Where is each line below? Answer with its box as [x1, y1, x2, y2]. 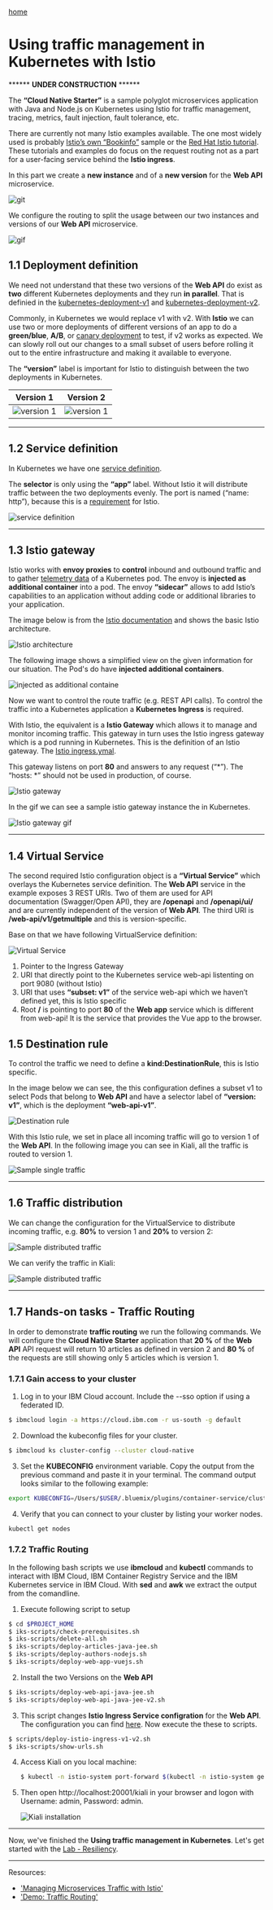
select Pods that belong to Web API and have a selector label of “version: [8, 1091, 257, 1101]
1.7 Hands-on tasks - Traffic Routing [8, 1305, 195, 1319]
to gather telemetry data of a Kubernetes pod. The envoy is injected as [8, 573, 246, 583]
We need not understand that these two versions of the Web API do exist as [8, 280, 262, 290]
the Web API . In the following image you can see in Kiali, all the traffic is [8, 1140, 249, 1150]
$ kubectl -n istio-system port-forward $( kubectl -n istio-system [19, 1773, 254, 1781]
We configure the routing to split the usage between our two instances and [8, 210, 259, 220]
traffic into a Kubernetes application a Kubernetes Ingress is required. [8, 705, 244, 714]
